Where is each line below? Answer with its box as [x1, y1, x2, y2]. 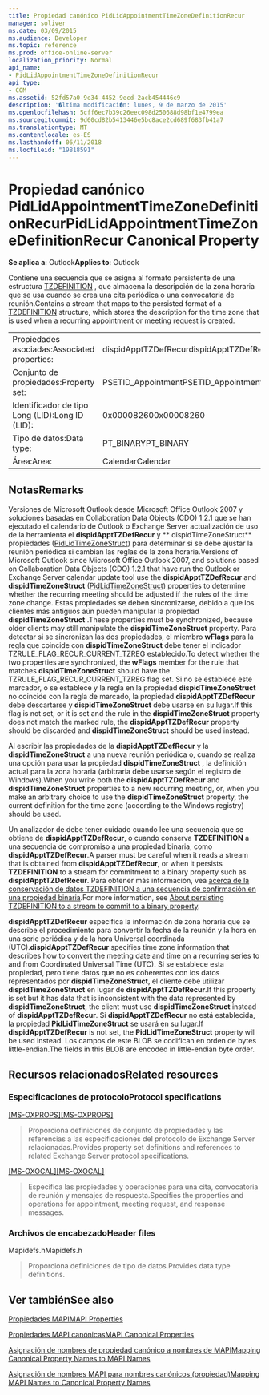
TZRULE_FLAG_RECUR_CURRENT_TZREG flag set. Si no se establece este [8, 674, 253, 685]
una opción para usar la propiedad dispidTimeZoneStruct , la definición [8, 758, 247, 768]
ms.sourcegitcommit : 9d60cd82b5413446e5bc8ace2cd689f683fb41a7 [8, 116, 224, 124]
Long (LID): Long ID [12, 410, 84, 421]
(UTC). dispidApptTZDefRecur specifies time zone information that [8, 943, 230, 952]
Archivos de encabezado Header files [8, 1227, 156, 1238]
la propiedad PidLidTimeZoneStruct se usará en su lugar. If [8, 1019, 204, 1029]
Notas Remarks [8, 483, 84, 496]
